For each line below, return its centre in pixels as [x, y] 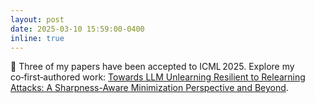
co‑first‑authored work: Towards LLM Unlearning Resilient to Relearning [158, 77]
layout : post [37, 19]
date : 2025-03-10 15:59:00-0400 [77, 29]
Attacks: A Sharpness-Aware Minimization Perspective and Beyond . [149, 88]
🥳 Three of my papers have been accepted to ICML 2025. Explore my [152, 67]
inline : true [37, 38]
